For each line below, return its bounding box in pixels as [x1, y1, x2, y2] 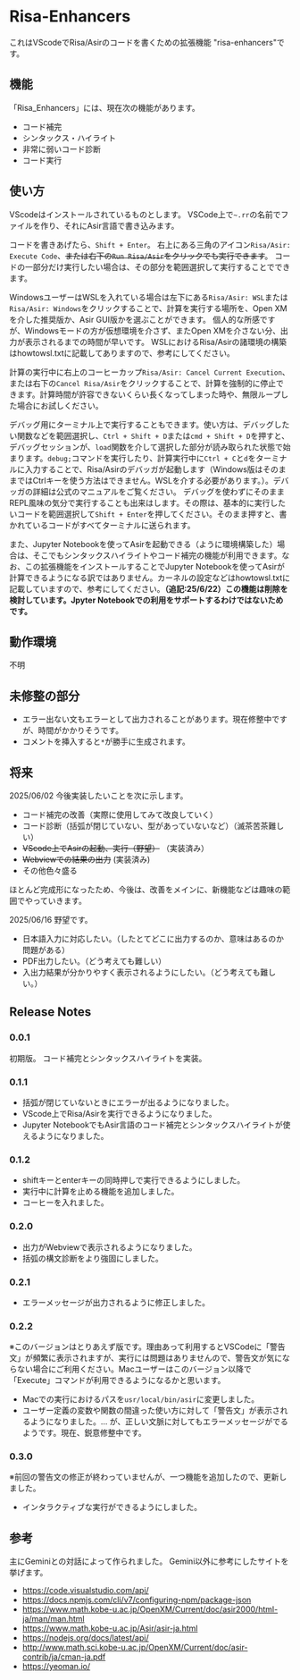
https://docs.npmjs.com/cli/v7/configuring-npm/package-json [21, 1594, 252, 1606]
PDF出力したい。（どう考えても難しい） [21, 956, 167, 967]
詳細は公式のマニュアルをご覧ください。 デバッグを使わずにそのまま [32, 485, 286, 497]
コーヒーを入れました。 [21, 1197, 109, 1208]
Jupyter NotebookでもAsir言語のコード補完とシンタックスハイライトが [21, 1119, 283, 1130]
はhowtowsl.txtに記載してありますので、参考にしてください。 [9, 347, 235, 359]
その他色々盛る [21, 865, 78, 875]
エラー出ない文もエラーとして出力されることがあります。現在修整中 [21, 713, 272, 725]
